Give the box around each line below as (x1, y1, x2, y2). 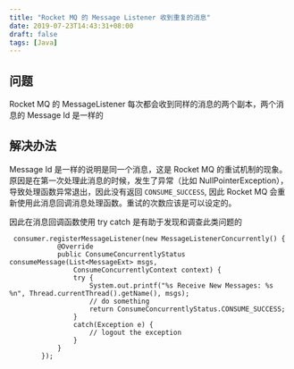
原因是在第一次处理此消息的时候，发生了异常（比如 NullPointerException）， (9, 175, 289, 186)
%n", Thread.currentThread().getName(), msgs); (9, 289, 190, 298)
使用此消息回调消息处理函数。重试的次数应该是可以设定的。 (16, 197, 237, 208)
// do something (88, 297, 150, 306)
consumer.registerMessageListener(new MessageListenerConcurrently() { (13, 234, 286, 243)
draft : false (9, 29, 58, 38)
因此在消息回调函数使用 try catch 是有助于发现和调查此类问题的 (9, 216, 243, 227)
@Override (56, 242, 94, 251)
